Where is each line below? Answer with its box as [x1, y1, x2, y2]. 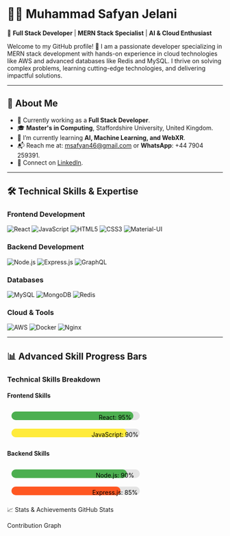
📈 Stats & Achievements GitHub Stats [7, 506, 114, 514]
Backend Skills [7, 450, 50, 458]
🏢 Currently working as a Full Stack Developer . [16, 116, 151, 124]
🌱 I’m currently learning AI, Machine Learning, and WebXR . [16, 133, 186, 141]
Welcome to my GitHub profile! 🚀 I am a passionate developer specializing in [7, 42, 222, 50]
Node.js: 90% [95, 471, 135, 479]
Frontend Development [7, 209, 86, 219]
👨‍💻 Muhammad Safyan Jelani [7, 6, 177, 22]
